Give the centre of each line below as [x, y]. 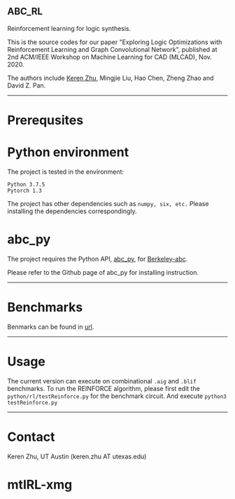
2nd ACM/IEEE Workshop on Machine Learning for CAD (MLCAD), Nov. [109, 57]
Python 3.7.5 [26, 184]
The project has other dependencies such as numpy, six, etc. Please [108, 203]
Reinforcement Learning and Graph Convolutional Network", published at [113, 49]
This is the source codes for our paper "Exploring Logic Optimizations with [115, 42]
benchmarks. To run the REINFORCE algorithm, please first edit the [104, 388]
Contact [31, 437]
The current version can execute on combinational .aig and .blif [102, 381]
